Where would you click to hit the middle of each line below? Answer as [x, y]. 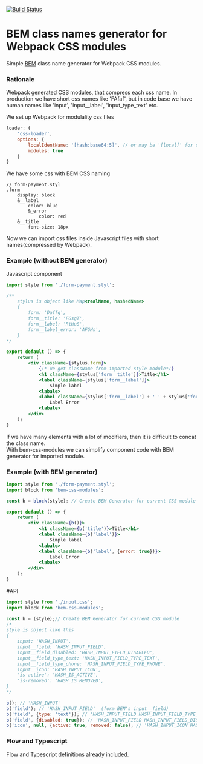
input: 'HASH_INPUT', [44, 642]
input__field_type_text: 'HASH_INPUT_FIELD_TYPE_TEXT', [89, 658]
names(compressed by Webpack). [49, 245]
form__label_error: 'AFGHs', [65, 330]
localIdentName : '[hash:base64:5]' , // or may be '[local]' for [111, 145]
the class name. [26, 443]
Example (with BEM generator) [52, 472]
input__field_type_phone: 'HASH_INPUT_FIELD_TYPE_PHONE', [92, 664]
